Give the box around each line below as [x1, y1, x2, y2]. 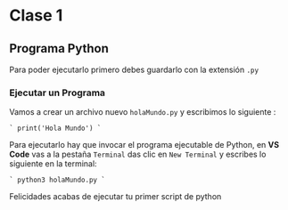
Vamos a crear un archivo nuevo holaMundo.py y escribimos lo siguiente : [9, 107, 276, 117]
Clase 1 [9, 5, 63, 26]
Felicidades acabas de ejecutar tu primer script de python [9, 191, 222, 202]
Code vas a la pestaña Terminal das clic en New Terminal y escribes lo [9, 149, 267, 160]
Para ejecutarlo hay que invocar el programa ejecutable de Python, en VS [9, 140, 279, 150]
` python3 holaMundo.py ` [9, 175, 105, 185]
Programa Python [9, 41, 109, 56]
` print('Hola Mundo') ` [9, 124, 102, 133]
